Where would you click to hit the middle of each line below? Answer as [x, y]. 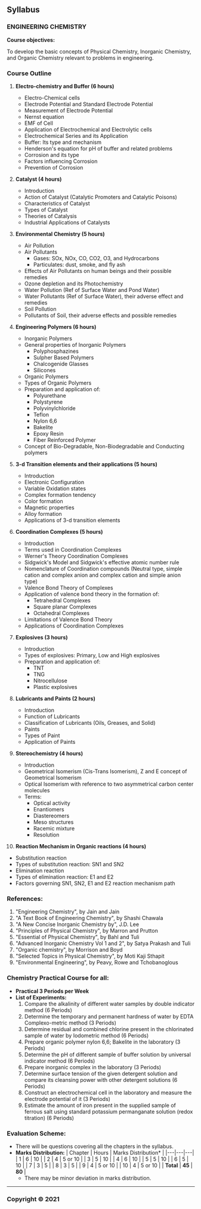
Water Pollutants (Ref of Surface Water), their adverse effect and [104, 296]
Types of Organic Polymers [58, 383]
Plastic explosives [55, 687]
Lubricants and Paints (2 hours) [55, 699]
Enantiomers [49, 809]
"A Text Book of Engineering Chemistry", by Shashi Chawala [89, 918]
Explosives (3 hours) [41, 637]
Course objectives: [31, 40]
